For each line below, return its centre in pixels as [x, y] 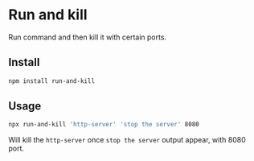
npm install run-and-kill [51, 81]
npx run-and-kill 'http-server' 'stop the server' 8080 [104, 125]
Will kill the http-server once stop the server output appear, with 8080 [127, 140]
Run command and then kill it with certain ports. [88, 37]
